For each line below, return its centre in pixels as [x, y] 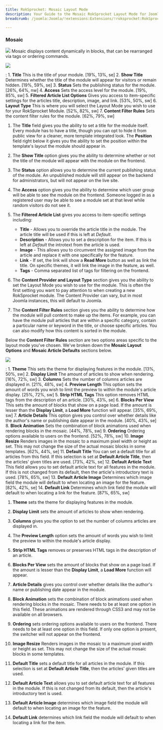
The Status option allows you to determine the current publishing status [84, 170]
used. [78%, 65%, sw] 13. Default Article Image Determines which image [79, 477]
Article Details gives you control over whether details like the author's [82, 584]
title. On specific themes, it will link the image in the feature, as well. [87, 265]
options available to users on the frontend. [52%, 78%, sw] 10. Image [74, 436]
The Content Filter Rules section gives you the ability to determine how [84, 310]
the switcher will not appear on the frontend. [57, 634]
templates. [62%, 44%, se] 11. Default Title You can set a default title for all [81, 451]
